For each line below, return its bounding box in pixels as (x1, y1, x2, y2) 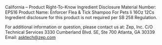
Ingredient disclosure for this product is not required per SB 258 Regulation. (5, 15, 158, 20)
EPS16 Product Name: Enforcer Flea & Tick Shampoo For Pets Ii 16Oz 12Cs (5, 9, 155, 15)
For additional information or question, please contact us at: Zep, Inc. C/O (5, 24, 153, 30)
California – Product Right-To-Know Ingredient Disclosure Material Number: (5, 4, 157, 10)
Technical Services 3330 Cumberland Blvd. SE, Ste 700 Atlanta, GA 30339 (5, 29, 155, 35)
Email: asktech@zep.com (5, 34, 56, 40)
